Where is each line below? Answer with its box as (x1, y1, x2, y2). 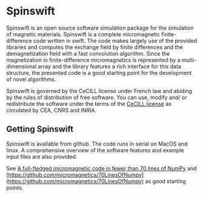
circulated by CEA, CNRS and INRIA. (6, 106, 97, 114)
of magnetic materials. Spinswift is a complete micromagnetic (6, 30, 161, 37)
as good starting (145, 177, 186, 185)
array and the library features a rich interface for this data (38, 62, 182, 70)
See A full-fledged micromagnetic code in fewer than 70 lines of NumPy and (6, 164, 197, 172)
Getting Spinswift (6, 124, 74, 134)
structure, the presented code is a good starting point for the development (6, 69, 192, 76)
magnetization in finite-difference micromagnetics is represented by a (6, 56, 181, 63)
